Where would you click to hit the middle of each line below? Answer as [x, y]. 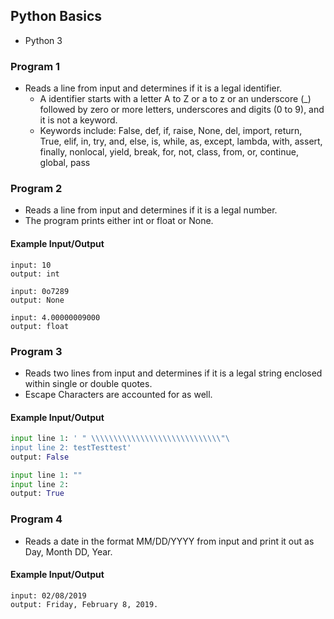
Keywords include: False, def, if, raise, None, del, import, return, [171, 131]
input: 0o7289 [40, 291]
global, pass [65, 163]
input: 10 [31, 265]
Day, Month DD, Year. [68, 551]
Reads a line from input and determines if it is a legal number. [151, 210]
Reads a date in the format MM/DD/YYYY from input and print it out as [169, 541]
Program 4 [36, 519]
